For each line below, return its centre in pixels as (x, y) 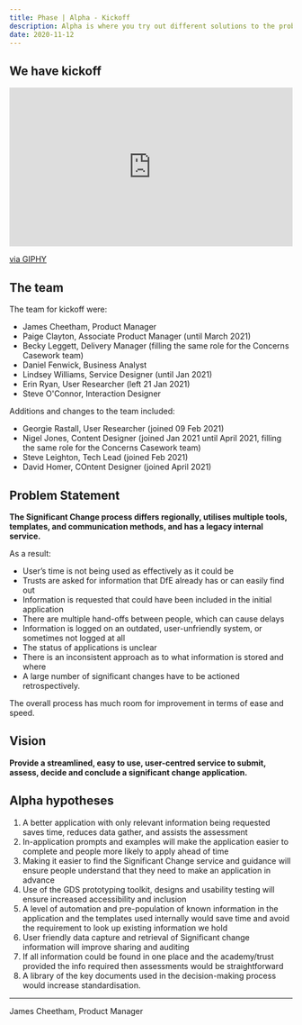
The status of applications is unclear (89, 648)
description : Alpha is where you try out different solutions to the (142, 26)
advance (39, 880)
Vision (28, 741)
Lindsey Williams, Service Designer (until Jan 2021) (117, 375)
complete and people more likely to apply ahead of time (125, 851)
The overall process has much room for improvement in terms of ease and (147, 703)
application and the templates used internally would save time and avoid (156, 918)
